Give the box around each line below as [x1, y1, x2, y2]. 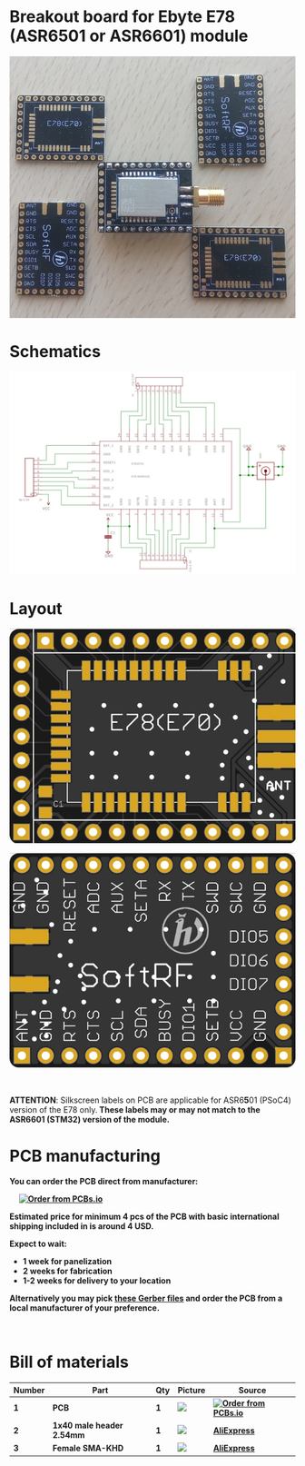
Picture [177, 1384, 206, 1395]
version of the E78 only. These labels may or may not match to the [9, 1104, 261, 1115]
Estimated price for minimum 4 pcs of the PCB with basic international [9, 1211, 280, 1223]
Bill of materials [9, 1352, 129, 1372]
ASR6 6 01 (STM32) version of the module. [9, 1114, 170, 1125]
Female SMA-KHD [53, 1442, 124, 1454]
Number [13, 1384, 45, 1395]
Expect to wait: [9, 1238, 67, 1250]
